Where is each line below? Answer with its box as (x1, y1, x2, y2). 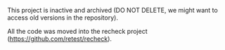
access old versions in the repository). (7, 13, 118, 22)
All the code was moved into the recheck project (7, 27, 148, 35)
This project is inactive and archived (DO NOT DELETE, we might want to (7, 6, 218, 14)
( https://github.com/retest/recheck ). (7, 35, 112, 43)
